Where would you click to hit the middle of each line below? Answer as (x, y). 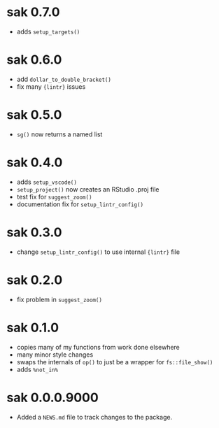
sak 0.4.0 (35, 162)
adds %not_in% (37, 369)
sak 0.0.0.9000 (52, 398)
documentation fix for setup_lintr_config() (80, 204)
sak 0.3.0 (34, 232)
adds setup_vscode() (47, 182)
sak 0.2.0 (35, 280)
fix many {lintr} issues (51, 86)
